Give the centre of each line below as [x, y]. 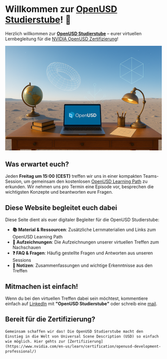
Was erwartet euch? [37, 164]
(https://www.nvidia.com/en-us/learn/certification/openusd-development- [83, 346]
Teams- [151, 176]
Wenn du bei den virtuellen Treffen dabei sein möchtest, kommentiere [77, 299]
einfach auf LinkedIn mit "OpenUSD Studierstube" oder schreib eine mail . [81, 304]
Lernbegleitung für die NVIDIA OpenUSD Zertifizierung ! [62, 39]
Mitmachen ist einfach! [42, 287]
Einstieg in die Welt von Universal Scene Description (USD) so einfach [82, 336]
